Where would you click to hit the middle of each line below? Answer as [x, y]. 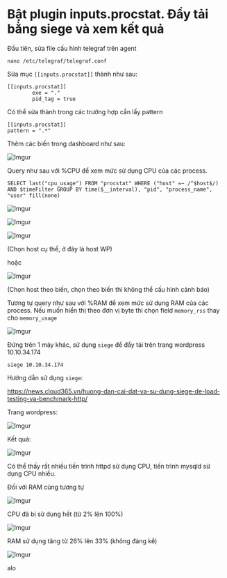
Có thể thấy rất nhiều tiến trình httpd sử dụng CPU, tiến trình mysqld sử [109, 466]
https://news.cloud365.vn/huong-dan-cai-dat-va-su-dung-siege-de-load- [113, 391]
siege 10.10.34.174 [35, 365]
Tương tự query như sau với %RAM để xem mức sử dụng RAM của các [108, 303]
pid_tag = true [54, 99]
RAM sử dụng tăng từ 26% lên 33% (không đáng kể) [82, 541]
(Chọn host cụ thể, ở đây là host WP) [60, 249]
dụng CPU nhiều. [32, 474]
